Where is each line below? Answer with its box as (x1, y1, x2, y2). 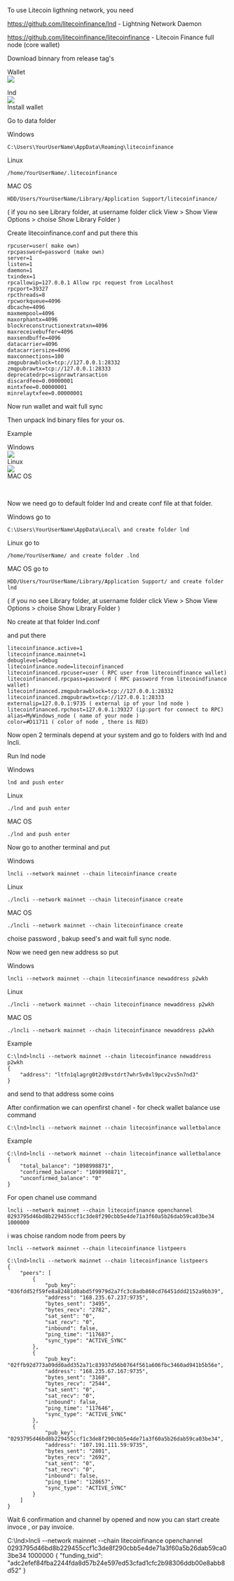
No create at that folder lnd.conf (7, 618, 100, 626)
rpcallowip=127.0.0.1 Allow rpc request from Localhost (7, 279, 174, 286)
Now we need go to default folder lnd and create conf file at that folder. (7, 499, 213, 508)
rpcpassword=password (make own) (7, 249, 105, 256)
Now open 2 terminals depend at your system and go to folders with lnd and (7, 731, 227, 739)
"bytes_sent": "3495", (44, 1300, 111, 1307)
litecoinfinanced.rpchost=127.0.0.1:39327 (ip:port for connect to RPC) (7, 706, 224, 713)
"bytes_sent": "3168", (44, 1374, 111, 1381)
